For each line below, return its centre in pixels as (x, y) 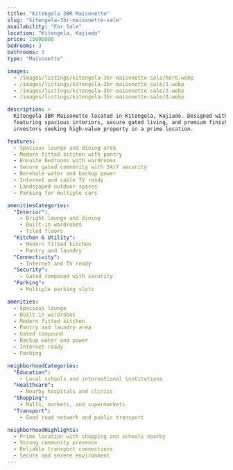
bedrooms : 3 (24, 46)
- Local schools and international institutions (91, 378)
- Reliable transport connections (63, 449)
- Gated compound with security (66, 277)
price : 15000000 (31, 40)
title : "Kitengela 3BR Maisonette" (59, 14)
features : (21, 141)
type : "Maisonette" (35, 59)
